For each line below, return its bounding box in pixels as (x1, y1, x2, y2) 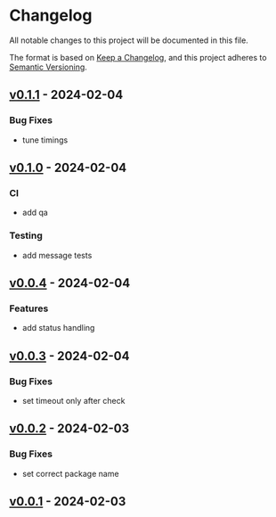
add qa (21, 207, 49, 218)
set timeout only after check (21, 395, 126, 406)
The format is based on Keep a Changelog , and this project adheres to (9, 52, 267, 62)
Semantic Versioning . (9, 62, 87, 72)
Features (9, 302, 49, 315)
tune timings (21, 135, 69, 145)
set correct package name (21, 468, 119, 479)
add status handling (21, 323, 95, 333)
